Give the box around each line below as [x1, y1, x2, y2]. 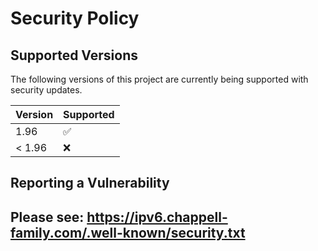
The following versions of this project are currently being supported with [10, 73, 309, 85]
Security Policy [10, 7, 140, 30]
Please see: [10, 208, 85, 226]
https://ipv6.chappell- [86, 208, 228, 226]
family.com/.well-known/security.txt [10, 224, 246, 241]
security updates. [10, 84, 83, 96]
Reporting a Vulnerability [10, 175, 170, 192]
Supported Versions [10, 47, 138, 64]
